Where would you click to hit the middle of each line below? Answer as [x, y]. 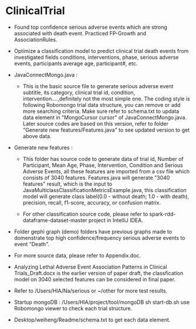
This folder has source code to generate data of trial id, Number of [103, 159]
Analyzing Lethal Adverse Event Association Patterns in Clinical [91, 267]
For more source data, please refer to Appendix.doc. [77, 255]
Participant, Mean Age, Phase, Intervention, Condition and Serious [103, 165]
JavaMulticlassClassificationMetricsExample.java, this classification [105, 190]
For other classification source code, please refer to [85, 214]
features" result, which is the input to [67, 184]
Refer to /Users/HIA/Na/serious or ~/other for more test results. [91, 291]
